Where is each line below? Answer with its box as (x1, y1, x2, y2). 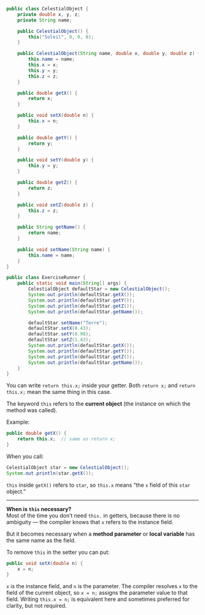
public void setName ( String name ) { (17, 246, 111, 253)
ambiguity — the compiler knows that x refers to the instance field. (6, 518, 174, 525)
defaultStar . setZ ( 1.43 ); (28, 337, 92, 343)
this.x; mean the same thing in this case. (6, 388, 112, 396)
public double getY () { (17, 134, 78, 140)
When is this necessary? (6, 505, 72, 512)
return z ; (28, 185, 53, 191)
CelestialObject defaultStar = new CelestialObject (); (28, 286, 171, 293)
